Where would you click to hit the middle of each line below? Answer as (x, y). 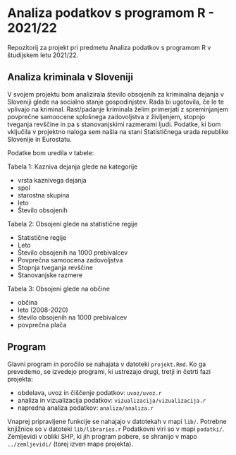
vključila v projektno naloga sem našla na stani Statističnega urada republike (118, 131)
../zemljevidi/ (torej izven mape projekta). (70, 444)
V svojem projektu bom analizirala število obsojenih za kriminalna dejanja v (116, 94)
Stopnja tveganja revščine (55, 267)
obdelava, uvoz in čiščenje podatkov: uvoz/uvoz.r (89, 392)
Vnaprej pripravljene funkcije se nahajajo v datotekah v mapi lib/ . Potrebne (117, 421)
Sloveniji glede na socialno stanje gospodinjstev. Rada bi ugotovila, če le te (116, 102)
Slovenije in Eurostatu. (39, 139)
